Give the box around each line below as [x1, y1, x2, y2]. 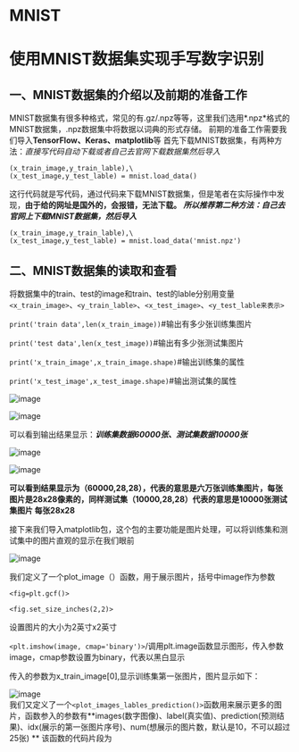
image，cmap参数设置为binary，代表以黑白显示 [9, 652, 186, 662]
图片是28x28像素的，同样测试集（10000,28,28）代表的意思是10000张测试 [9, 494, 288, 505]
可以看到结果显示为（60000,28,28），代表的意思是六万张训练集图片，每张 [9, 483, 284, 493]
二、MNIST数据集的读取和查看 [9, 263, 178, 278]
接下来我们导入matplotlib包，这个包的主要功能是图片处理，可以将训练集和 [9, 524, 280, 534]
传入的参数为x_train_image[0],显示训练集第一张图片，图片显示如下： [9, 671, 261, 681]
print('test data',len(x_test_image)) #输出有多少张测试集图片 [9, 338, 245, 348]
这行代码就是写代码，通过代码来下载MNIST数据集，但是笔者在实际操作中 [9, 188, 277, 199]
